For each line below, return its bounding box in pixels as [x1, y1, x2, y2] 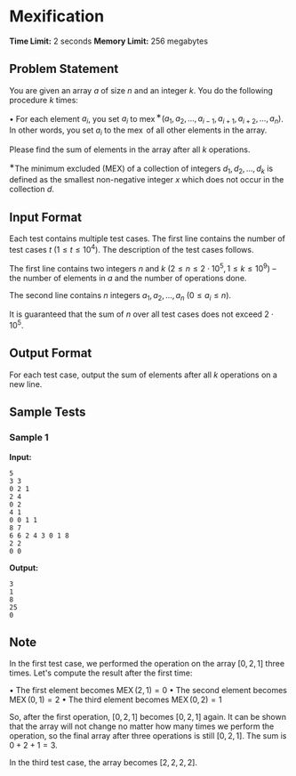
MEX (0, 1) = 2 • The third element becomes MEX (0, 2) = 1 [9, 694, 222, 705]
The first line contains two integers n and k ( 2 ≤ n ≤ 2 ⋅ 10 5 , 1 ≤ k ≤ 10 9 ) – [9, 261, 277, 273]
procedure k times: [9, 94, 78, 105]
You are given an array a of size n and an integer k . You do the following [9, 85, 274, 95]
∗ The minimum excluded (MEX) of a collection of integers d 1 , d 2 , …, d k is [9, 162, 274, 175]
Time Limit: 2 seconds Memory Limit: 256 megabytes [9, 36, 209, 46]
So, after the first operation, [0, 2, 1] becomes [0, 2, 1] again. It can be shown [9, 712, 287, 723]
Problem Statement [9, 61, 119, 77]
